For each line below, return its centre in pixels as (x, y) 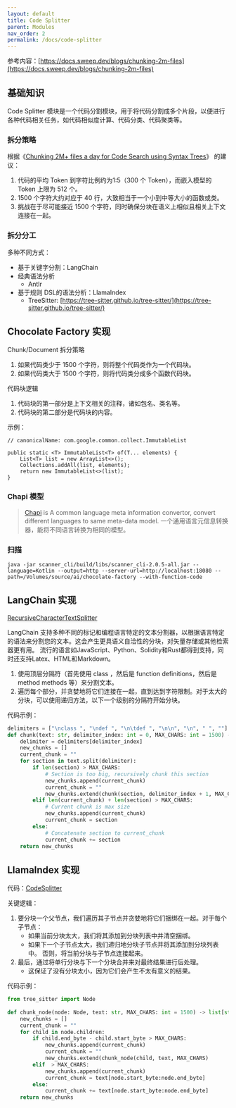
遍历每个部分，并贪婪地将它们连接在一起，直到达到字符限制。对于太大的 (122, 691)
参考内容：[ (24, 61)
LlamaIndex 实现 (44, 870)
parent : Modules (31, 27)
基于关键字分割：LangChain (58, 267)
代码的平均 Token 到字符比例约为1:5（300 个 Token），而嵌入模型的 (114, 180)
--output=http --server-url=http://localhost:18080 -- (139, 571)
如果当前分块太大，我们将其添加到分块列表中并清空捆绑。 (111, 936)
